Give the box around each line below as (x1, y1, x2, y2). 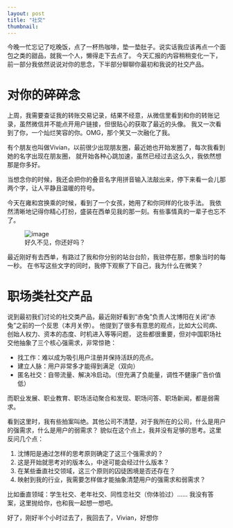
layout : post (7, 10, 45, 17)
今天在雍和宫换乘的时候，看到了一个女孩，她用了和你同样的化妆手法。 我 (7, 199, 216, 207)
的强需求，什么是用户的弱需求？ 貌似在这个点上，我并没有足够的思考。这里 (7, 426, 222, 434)
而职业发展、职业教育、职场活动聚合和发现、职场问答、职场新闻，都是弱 (7, 394, 214, 403)
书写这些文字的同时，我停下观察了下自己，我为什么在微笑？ (33, 261, 203, 270)
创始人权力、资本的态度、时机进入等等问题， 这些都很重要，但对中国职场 (7, 330, 216, 338)
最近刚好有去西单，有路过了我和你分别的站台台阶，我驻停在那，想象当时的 (7, 253, 220, 261)
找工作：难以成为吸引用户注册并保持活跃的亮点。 (17, 353, 157, 362)
